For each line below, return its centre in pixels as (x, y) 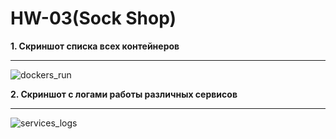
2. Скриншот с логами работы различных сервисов (124, 94)
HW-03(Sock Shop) (93, 18)
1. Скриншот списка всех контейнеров (95, 46)
